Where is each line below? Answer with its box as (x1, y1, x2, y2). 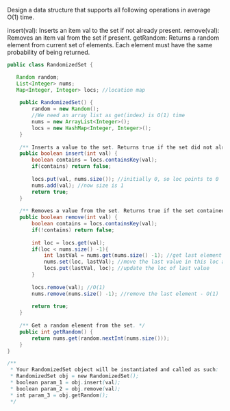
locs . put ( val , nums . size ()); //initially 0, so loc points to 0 (31, 175, 219, 182)
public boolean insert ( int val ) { (19, 150, 118, 157)
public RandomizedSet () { (19, 99, 94, 106)
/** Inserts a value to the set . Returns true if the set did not (19, 144, 213, 151)
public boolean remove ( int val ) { (19, 214, 118, 221)
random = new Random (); (31, 105, 99, 112)
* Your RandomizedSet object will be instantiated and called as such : (10, 366, 219, 373)
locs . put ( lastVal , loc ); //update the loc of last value (43, 265, 210, 272)
